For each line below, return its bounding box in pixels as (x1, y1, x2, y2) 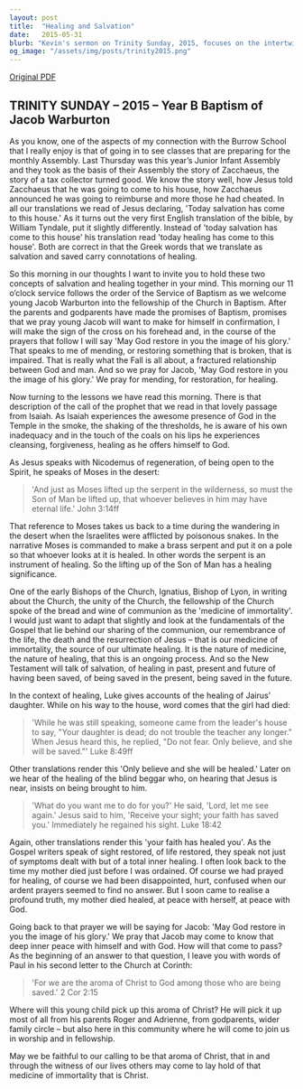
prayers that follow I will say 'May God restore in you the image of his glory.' (9, 335, 291, 346)
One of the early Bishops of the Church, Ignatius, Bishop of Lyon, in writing (9, 586, 288, 597)
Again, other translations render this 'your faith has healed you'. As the (9, 836, 271, 847)
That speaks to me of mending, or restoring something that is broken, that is (9, 345, 292, 356)
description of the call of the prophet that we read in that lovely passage (9, 401, 278, 412)
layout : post (9, 13, 59, 23)
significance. (9, 568, 58, 579)
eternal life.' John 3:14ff (31, 503, 120, 514)
